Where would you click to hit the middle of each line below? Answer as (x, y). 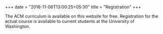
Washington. (18, 26)
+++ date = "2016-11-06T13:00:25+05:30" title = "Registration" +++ (73, 7)
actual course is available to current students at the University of (70, 21)
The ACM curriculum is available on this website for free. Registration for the (82, 16)
